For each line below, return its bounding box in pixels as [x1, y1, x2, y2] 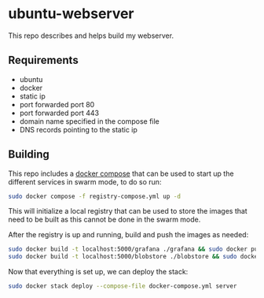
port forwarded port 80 [19, 99, 95, 109]
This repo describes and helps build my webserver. [8, 31, 174, 40]
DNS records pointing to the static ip [19, 125, 137, 134]
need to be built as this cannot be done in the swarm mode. [8, 214, 201, 225]
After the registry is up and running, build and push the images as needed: [8, 230, 249, 240]
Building [8, 147, 49, 162]
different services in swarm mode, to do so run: [8, 177, 162, 186]
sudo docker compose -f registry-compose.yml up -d [8, 192, 181, 200]
